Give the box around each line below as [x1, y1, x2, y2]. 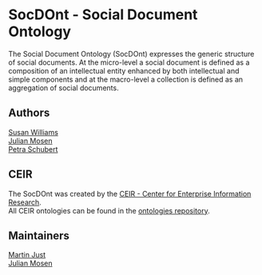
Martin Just [8, 250, 46, 260]
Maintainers [8, 229, 70, 242]
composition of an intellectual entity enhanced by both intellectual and [8, 66, 240, 75]
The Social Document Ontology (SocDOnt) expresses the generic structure [8, 49, 255, 58]
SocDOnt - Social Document [8, 6, 198, 24]
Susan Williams [8, 127, 58, 137]
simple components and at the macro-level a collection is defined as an [8, 74, 244, 84]
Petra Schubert [8, 144, 58, 153]
